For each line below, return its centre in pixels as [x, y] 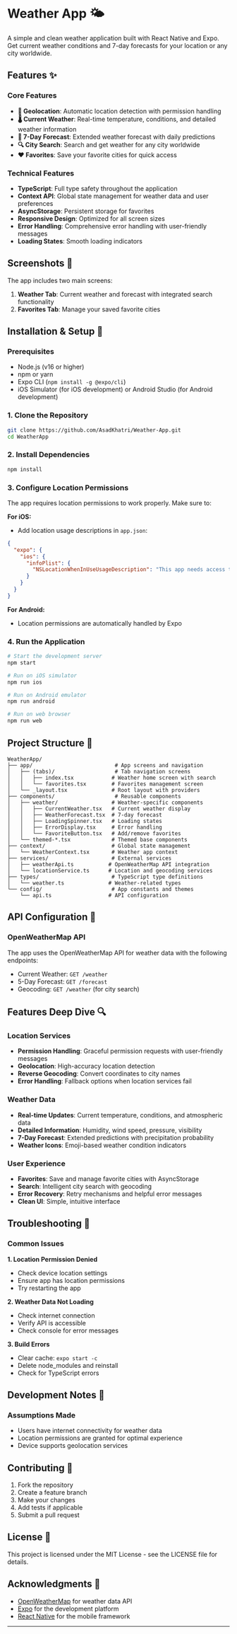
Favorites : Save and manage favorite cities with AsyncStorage [108, 1178]
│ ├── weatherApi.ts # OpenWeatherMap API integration [109, 864]
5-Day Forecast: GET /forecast [62, 982]
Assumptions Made [42, 1415]
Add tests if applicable [50, 1507]
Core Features [32, 96]
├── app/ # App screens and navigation [105, 765]
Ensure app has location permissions [71, 1280]
